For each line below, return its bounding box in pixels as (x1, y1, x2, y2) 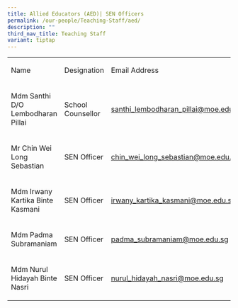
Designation (64, 65, 105, 75)
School (64, 100, 88, 110)
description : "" (7, 23, 55, 30)
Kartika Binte (11, 195, 54, 205)
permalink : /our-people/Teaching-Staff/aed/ (7, 17, 141, 24)
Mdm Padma (11, 230, 53, 240)
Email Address (110, 65, 159, 75)
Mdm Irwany (11, 187, 53, 197)
